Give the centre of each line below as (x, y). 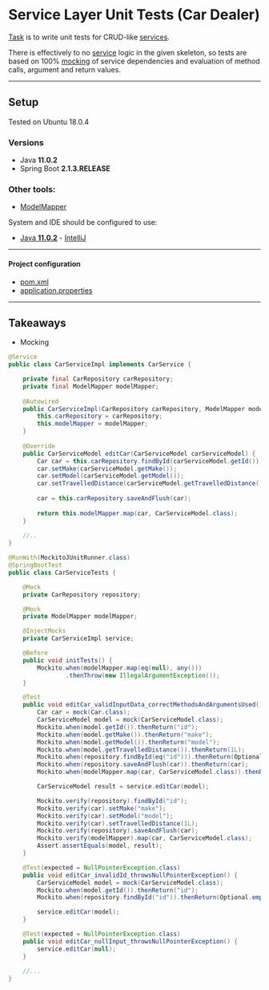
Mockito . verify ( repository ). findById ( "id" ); (112, 801)
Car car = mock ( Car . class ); (84, 712)
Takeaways (37, 323)
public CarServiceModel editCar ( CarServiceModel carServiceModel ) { (139, 454)
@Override (39, 446)
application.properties (56, 290)
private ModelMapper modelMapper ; (80, 617)
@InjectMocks (44, 631)
